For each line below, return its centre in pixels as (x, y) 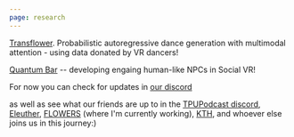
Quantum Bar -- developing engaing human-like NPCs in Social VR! (132, 69)
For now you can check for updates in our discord (101, 86)
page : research (37, 17)
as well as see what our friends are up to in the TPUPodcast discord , (135, 104)
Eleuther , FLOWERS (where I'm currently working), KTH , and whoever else (146, 113)
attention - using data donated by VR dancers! (94, 52)
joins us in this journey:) (53, 123)
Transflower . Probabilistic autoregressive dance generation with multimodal (148, 43)
